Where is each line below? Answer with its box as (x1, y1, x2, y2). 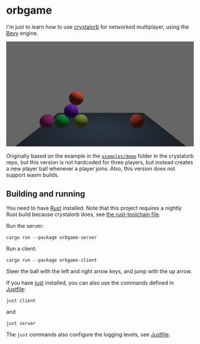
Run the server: (6, 223, 44, 230)
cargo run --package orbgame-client (6, 257, 97, 264)
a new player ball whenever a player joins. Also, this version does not (6, 165, 176, 173)
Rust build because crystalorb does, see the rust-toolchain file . (6, 211, 161, 218)
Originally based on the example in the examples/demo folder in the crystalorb (6, 152, 194, 160)
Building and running (6, 189, 85, 199)
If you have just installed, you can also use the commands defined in (6, 279, 174, 286)
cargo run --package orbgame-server (6, 234, 97, 241)
